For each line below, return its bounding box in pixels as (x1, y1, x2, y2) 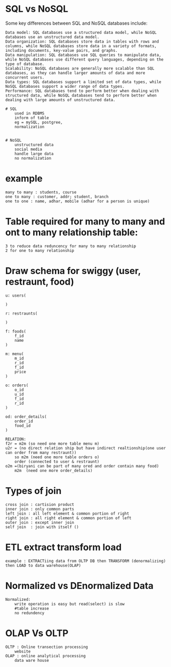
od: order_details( (5, 414, 47, 419)
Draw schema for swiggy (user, (5, 265, 141, 277)
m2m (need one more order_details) (14, 468, 93, 473)
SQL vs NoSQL (5, 3, 69, 15)
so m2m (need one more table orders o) (14, 455, 100, 460)
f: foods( (5, 329, 27, 334)
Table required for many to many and (5, 216, 165, 227)
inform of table (14, 115, 50, 121)
